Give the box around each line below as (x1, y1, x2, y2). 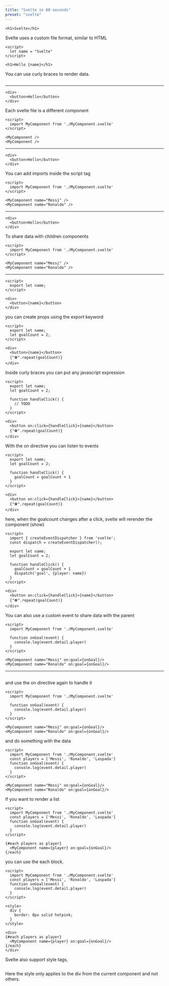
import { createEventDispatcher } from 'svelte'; (10, 536, 116, 541)
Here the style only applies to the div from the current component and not (5, 970, 158, 976)
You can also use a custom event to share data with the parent (5, 612, 135, 618)
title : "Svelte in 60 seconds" (5, 7, 71, 13)
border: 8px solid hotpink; (14, 912, 73, 918)
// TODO (14, 401, 30, 406)
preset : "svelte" (5, 12, 42, 17)
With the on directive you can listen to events (5, 442, 99, 448)
